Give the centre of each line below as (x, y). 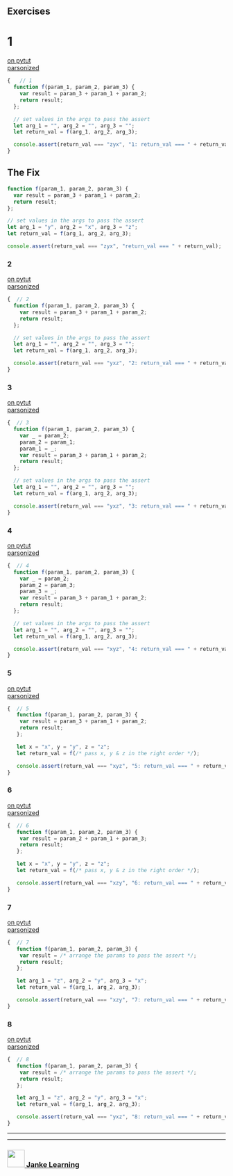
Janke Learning (53, 1164)
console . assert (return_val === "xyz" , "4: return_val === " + (105, 649)
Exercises (29, 11)
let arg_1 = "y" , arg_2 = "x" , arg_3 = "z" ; (72, 227)
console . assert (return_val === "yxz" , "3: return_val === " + (105, 506)
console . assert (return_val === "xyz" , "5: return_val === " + (108, 766)
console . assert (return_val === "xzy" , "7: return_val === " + (108, 1000)
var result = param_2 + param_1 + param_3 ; (84, 838)
